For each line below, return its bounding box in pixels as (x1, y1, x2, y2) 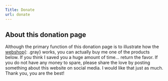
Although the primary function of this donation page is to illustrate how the (5, 43, 159, 50)
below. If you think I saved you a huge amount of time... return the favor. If (5, 54, 158, 60)
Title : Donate (5, 7, 35, 12)
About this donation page (5, 30, 86, 39)
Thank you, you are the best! (5, 70, 65, 76)
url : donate (5, 12, 30, 17)
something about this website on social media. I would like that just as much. (5, 65, 163, 71)
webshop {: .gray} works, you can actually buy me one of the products (5, 49, 150, 55)
